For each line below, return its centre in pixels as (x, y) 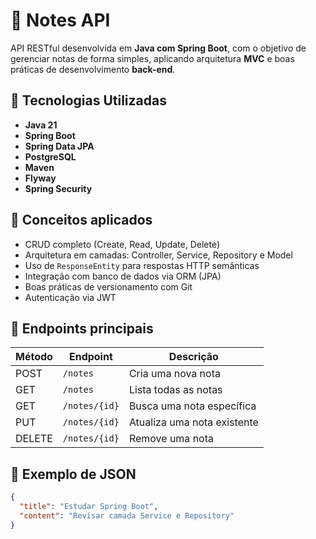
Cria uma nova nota (174, 374)
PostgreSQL (50, 156)
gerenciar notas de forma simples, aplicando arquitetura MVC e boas (152, 58)
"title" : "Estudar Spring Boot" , (89, 507)
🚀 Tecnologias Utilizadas (88, 100)
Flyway (40, 178)
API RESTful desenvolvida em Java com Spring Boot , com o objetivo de (158, 48)
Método (34, 357)
